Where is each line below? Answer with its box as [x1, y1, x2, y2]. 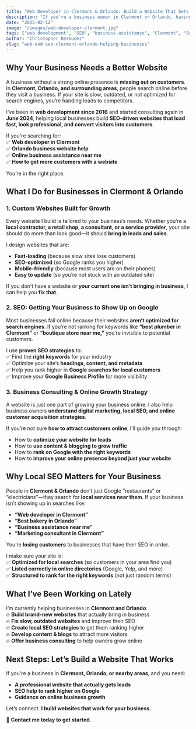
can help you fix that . [6, 289, 58, 296]
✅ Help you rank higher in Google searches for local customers [6, 366, 161, 373]
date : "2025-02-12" [6, 19, 54, 25]
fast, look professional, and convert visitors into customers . [6, 121, 154, 128]
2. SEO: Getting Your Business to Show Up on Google [6, 304, 159, 312]
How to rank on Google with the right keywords [14, 448, 131, 455]
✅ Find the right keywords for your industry [6, 353, 112, 360]
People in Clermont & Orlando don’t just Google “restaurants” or [6, 487, 162, 494]
